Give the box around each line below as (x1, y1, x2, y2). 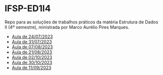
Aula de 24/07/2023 (11, 34, 53, 39)
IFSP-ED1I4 (4, 3, 51, 14)
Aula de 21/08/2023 (11, 49, 52, 55)
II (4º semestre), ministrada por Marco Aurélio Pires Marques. (4, 24, 130, 30)
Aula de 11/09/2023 (11, 64, 52, 71)
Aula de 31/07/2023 (11, 38, 52, 44)
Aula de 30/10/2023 (11, 59, 53, 65)
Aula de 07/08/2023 (11, 44, 53, 50)
